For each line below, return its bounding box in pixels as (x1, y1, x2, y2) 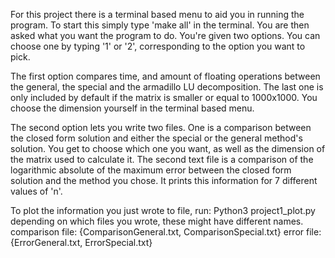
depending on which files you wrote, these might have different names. (10, 215, 304, 227)
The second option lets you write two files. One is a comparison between (10, 122, 312, 133)
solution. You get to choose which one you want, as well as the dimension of (10, 143, 326, 154)
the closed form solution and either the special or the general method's (10, 132, 303, 144)
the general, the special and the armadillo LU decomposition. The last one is (10, 81, 324, 93)
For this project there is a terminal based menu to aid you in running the (10, 9, 305, 20)
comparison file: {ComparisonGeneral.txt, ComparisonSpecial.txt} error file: (10, 226, 322, 238)
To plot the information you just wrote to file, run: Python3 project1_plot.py (10, 205, 316, 216)
